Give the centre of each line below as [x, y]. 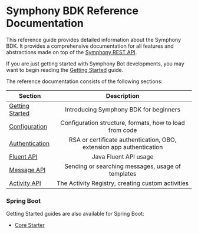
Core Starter [30, 225]
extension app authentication [123, 147]
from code [123, 130]
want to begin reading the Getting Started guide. [65, 70]
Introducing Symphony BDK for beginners [123, 109]
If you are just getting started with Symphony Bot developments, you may [95, 64]
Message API [27, 170]
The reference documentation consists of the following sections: [85, 81]
